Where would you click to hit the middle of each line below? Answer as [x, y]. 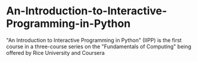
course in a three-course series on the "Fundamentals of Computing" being [99, 46]
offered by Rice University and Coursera [56, 52]
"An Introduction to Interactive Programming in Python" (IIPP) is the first [94, 40]
